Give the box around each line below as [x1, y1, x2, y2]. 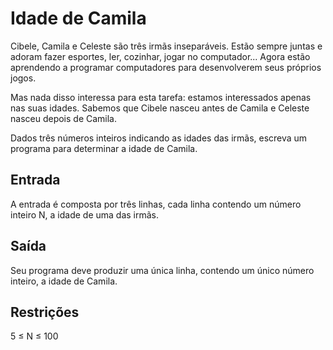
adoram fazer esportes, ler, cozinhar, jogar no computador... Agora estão [10, 50, 311, 62]
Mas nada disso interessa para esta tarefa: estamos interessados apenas [10, 91, 312, 103]
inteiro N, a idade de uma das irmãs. [10, 208, 160, 221]
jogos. [10, 72, 37, 84]
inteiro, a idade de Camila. [10, 275, 118, 287]
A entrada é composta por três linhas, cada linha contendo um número [10, 198, 302, 210]
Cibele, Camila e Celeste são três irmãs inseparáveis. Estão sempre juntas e [10, 40, 323, 52]
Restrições [10, 303, 80, 321]
